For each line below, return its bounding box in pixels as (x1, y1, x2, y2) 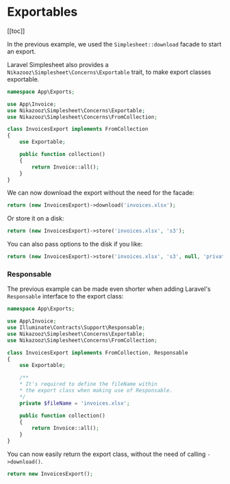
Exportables (7, 4, 78, 20)
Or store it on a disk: (7, 214, 64, 222)
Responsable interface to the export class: (7, 292, 124, 301)
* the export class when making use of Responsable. (19, 387, 173, 394)
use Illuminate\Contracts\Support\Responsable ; (7, 324, 146, 331)
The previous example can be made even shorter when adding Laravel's (7, 285, 211, 293)
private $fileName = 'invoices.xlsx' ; (19, 400, 130, 407)
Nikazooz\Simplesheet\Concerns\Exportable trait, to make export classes (7, 68, 212, 76)
